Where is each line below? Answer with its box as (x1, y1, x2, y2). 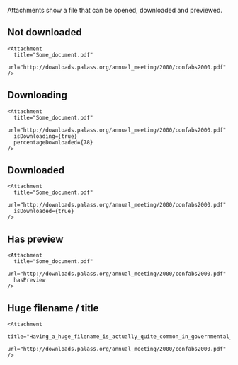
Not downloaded (7, 26, 83, 38)
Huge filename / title (7, 302, 99, 314)
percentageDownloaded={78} (13, 139, 93, 146)
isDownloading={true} (13, 132, 78, 140)
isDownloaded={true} (13, 208, 74, 215)
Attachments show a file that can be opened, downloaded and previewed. (7, 6, 223, 14)
